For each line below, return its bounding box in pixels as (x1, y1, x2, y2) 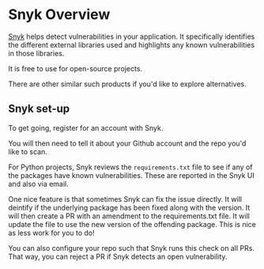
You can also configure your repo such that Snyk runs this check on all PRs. (8, 243, 255, 252)
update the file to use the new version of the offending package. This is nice (8, 219, 257, 229)
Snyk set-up (8, 102, 70, 116)
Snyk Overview (8, 6, 111, 24)
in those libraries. (8, 48, 65, 58)
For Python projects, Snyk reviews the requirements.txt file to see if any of (8, 162, 253, 172)
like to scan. (8, 146, 47, 156)
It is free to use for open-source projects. (8, 63, 143, 73)
